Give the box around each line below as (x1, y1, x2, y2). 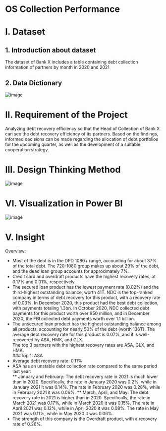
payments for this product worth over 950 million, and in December (12, 310, 150, 316)
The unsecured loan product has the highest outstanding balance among (12, 321, 162, 327)
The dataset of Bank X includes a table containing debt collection (5, 59, 138, 65)
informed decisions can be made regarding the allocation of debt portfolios (5, 136, 159, 142)
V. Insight (5, 232, 45, 243)
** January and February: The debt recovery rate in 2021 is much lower (12, 373, 159, 379)
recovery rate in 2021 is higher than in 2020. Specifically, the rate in (12, 394, 151, 400)
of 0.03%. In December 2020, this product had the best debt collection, (12, 300, 159, 306)
